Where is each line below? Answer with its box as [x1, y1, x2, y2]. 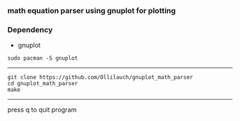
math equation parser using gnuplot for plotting [7, 6, 176, 16]
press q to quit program [7, 105, 77, 114]
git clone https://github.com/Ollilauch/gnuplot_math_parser [7, 74, 194, 81]
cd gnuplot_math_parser [7, 80, 79, 88]
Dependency [7, 24, 54, 34]
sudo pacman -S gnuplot [7, 55, 79, 62]
